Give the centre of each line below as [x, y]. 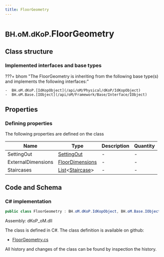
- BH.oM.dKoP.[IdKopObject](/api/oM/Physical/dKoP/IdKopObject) [73, 90]
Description [115, 146]
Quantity [144, 146]
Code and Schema [33, 188]
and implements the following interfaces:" [47, 81]
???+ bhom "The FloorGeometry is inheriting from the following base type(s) [82, 76]
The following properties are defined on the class [54, 134]
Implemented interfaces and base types [53, 65]
